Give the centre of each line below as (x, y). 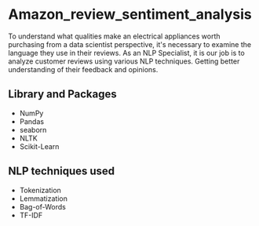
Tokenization (40, 190)
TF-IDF (31, 215)
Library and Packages (63, 95)
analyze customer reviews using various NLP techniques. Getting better (124, 61)
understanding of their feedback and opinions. (83, 69)
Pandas (32, 121)
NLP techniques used (62, 171)
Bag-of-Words (43, 206)
